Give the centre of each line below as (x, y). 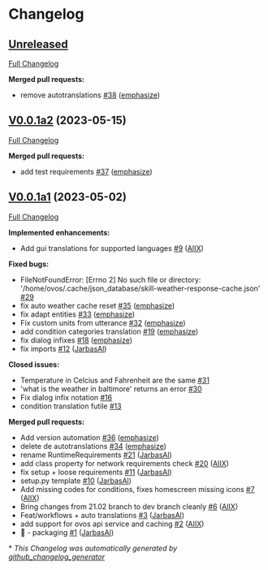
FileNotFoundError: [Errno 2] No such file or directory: (110, 279)
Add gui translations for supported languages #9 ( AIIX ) (112, 248)
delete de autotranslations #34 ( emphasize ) (93, 446)
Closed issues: (34, 364)
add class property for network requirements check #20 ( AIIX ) (125, 463)
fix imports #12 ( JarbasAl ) (63, 348)
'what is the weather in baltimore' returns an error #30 (111, 389)
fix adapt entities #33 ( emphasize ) (78, 314)
